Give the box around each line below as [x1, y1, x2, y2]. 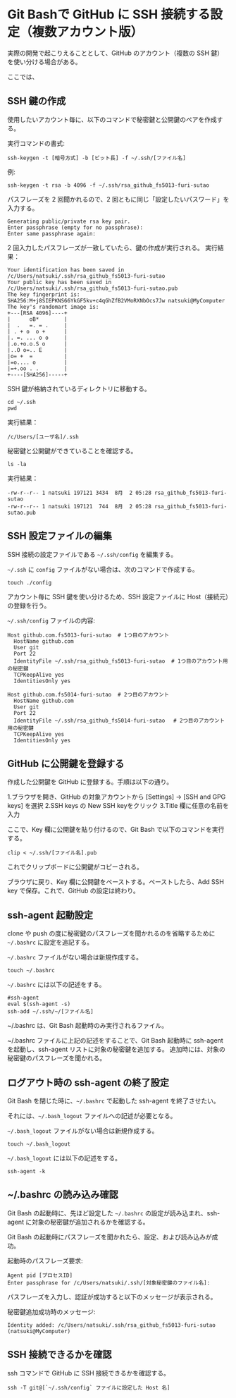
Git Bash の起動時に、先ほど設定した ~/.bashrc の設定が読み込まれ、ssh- [7, 1208, 221, 1217]
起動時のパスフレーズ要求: [7, 1256, 83, 1265]
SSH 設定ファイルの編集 [7, 530, 113, 542]
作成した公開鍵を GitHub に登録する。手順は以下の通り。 [7, 778, 173, 786]
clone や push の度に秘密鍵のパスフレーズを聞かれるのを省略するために [7, 929, 216, 938]
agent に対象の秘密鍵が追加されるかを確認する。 [7, 1218, 149, 1226]
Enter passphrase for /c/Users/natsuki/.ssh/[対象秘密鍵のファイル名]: [7, 1279, 211, 1287]
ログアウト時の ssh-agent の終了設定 [7, 1077, 170, 1089]
